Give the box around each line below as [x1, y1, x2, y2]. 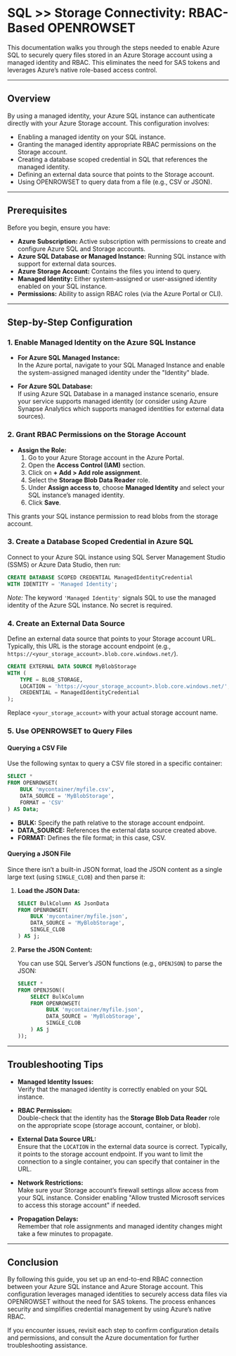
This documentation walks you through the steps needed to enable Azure [7, 43, 220, 51]
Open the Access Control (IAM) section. [27, 460, 146, 469]
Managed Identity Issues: [17, 1077, 94, 1086]
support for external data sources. [17, 259, 117, 268]
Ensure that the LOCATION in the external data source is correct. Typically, [17, 1142, 228, 1150]
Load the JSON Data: [17, 886, 80, 894]
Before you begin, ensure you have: [7, 223, 110, 232]
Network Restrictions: [17, 1178, 84, 1187]
